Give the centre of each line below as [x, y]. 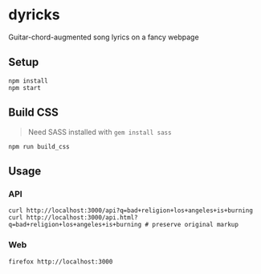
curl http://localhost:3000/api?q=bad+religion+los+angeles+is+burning [130, 211]
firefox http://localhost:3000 [61, 262]
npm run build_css [39, 146]
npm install [28, 81]
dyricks [34, 15]
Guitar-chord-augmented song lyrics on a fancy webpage [104, 37]
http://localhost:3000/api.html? [82, 218]
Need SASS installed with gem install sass [100, 132]
